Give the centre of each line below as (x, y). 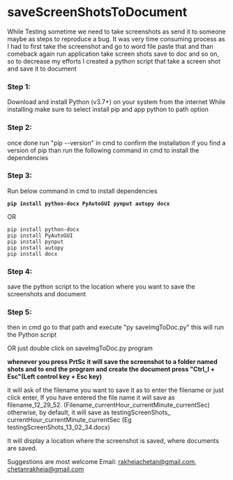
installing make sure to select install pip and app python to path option (108, 110)
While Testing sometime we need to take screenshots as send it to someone (117, 31)
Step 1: (19, 87)
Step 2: (20, 128)
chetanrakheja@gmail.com (46, 470)
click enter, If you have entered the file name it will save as (91, 398)
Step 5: (20, 312)
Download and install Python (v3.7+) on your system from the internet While (116, 102)
